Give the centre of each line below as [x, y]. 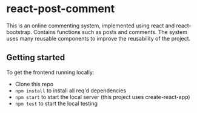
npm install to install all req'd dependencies [71, 91]
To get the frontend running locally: [50, 72]
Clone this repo [34, 84]
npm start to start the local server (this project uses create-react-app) [102, 97]
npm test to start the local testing [56, 103]
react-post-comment [61, 9]
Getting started [36, 57]
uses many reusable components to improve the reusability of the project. [98, 38]
